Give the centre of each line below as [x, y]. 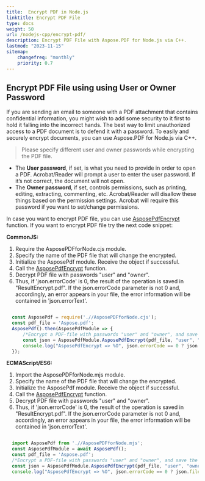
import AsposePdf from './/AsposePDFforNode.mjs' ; [77, 443]
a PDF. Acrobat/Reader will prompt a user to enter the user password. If [105, 175]
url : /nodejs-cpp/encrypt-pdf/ [46, 35]
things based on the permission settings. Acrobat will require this [97, 201]
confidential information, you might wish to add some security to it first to [99, 118]
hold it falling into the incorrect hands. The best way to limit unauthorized [98, 125]
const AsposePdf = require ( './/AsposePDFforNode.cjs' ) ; [84, 317]
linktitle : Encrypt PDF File [43, 18]
